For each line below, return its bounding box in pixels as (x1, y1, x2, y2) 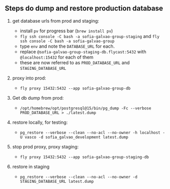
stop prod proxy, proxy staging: (12, 143, 79, 149)
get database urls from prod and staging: (12, 17, 100, 24)
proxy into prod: (12, 74, 46, 81)
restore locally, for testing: (12, 119, 68, 125)
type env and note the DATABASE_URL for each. (20, 43, 115, 49)
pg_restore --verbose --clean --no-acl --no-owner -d (20, 174, 138, 179)
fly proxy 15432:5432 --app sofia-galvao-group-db (20, 86, 131, 91)
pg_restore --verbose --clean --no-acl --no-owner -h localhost (20, 130, 161, 135)
